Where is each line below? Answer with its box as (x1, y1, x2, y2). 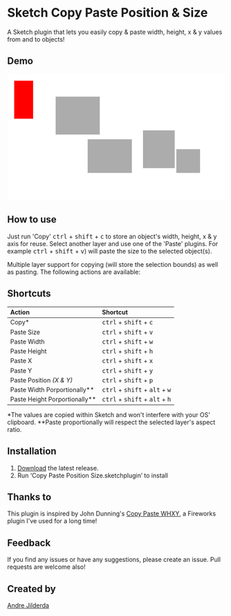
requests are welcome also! (7, 563, 86, 571)
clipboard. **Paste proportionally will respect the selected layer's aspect (7, 418, 216, 426)
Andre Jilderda (7, 601, 50, 609)
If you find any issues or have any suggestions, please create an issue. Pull (7, 556, 221, 564)
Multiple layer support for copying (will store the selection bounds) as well (7, 260, 219, 268)
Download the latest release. (17, 464, 99, 472)
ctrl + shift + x (102, 357, 154, 365)
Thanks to (7, 491, 52, 503)
